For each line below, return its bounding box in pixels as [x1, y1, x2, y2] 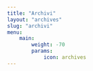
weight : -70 [31, 41, 66, 48]
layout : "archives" [7, 16, 62, 23]
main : [19, 35, 35, 42]
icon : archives [43, 54, 87, 61]
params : [31, 48, 53, 55]
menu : [7, 28, 22, 36]
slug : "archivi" [7, 22, 53, 29]
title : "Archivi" [7, 9, 56, 17]
